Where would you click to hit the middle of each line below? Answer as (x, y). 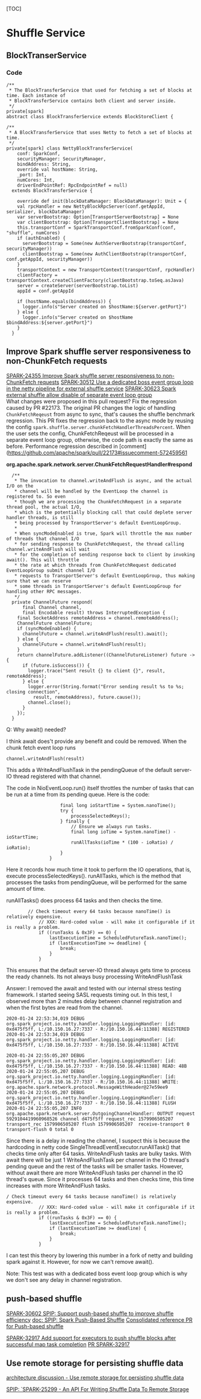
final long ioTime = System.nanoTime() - (123, 832)
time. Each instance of (36, 95)
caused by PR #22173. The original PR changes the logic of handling (91, 407)
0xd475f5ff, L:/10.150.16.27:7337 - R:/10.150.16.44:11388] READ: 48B (97, 1066)
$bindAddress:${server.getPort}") (50, 322)
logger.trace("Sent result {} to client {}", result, (97, 671)
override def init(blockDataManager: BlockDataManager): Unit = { (102, 201)
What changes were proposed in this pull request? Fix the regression (91, 401)
